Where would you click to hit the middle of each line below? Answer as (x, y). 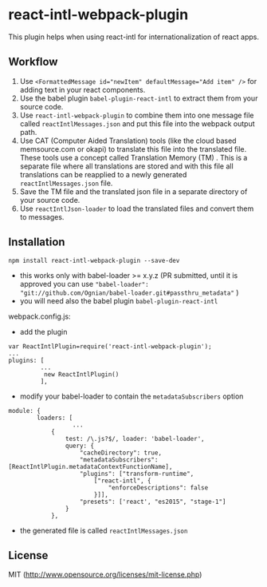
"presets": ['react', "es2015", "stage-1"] (153, 502)
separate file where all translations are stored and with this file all (126, 166)
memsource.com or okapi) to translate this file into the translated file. (133, 149)
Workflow (33, 62)
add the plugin (43, 331)
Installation (37, 242)
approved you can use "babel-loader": (84, 284)
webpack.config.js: (39, 316)
